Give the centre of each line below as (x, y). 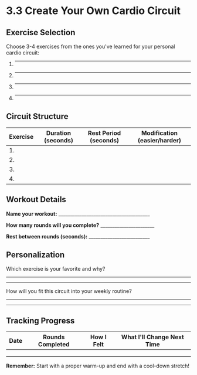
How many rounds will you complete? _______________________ (80, 225)
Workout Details (36, 200)
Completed (54, 345)
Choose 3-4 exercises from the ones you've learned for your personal (91, 46)
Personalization (35, 255)
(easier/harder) (159, 140)
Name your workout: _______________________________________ (78, 214)
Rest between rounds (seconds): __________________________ (78, 236)
